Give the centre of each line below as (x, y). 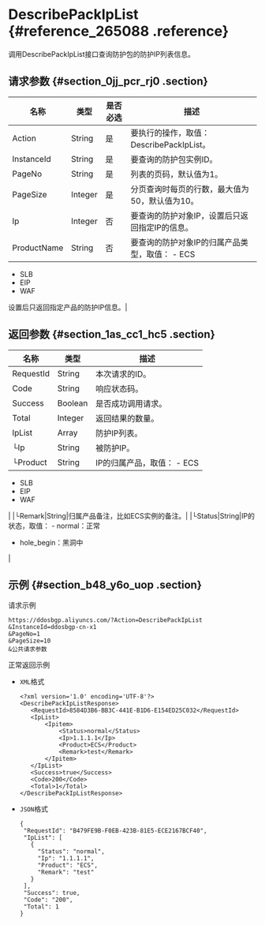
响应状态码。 (119, 388)
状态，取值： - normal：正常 (54, 526)
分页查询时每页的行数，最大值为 (190, 189)
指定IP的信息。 (166, 227)
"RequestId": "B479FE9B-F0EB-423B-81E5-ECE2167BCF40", (115, 831)
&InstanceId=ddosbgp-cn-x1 (52, 627)
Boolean (73, 403)
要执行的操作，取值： (170, 133)
